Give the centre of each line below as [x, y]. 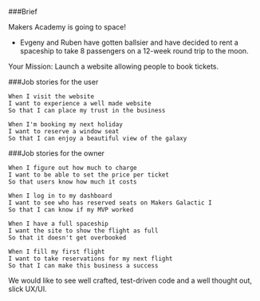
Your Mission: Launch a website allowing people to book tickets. [114, 66]
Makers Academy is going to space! [67, 27]
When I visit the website [51, 97]
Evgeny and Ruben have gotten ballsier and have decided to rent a [129, 42]
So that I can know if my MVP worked [71, 210]
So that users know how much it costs [73, 182]
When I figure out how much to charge [73, 168]
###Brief [23, 12]
